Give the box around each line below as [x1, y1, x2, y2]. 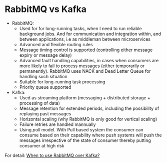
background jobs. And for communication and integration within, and [19, 31, 161, 37]
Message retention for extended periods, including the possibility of [19, 105, 159, 111]
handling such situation [19, 73, 68, 79]
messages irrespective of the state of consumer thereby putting [19, 137, 151, 143]
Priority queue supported [19, 84, 71, 90]
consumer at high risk [19, 142, 64, 148]
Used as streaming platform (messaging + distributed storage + [19, 94, 150, 101]
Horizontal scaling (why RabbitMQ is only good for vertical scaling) [19, 116, 157, 122]
